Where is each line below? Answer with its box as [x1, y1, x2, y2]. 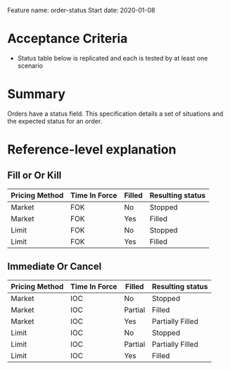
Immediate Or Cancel [7, 261, 102, 273]
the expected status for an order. [7, 116, 103, 125]
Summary [7, 86, 65, 102]
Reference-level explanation [7, 142, 177, 158]
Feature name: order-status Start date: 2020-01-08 [7, 6, 155, 14]
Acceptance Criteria [7, 31, 128, 47]
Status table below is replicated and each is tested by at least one [17, 54, 208, 62]
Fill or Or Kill [7, 169, 62, 182]
